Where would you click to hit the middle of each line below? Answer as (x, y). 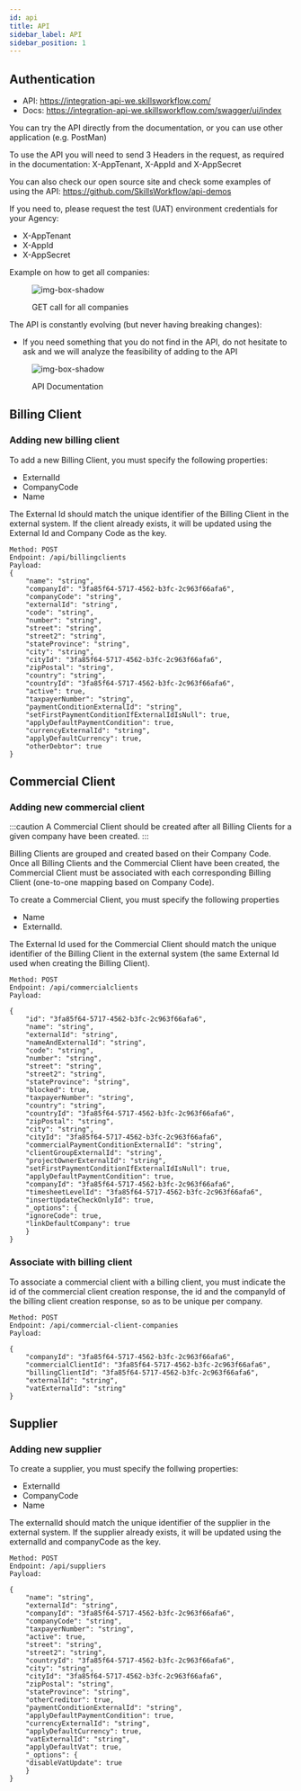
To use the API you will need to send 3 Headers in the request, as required (147, 155)
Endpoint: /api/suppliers (58, 1566)
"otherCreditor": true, (70, 1700)
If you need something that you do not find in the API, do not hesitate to (155, 342)
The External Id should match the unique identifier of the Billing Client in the (149, 514)
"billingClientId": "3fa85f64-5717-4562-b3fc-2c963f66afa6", (142, 1373)
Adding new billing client (64, 440)
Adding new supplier (56, 1449)
